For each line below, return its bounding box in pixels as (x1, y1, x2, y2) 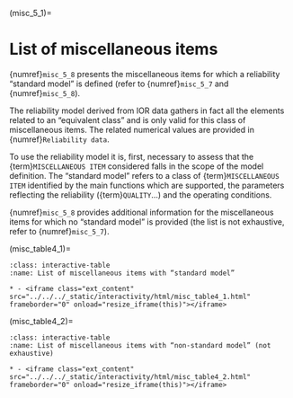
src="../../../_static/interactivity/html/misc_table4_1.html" (9, 292, 252, 301)
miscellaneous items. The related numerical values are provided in (9, 124, 254, 135)
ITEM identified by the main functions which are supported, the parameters (9, 180, 285, 190)
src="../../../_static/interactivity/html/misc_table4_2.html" (9, 372, 252, 381)
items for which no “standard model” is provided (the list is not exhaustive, (9, 216, 285, 227)
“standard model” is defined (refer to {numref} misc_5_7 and (9, 78, 229, 89)
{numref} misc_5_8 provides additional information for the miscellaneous (9, 207, 274, 217)
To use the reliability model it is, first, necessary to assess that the (9, 151, 254, 162)
